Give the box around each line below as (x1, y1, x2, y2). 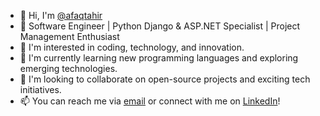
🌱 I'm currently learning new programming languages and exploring (19, 52, 299, 64)
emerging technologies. (19, 63, 118, 74)
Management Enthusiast (19, 31, 120, 42)
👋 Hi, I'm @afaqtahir (19, 10, 103, 21)
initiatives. (19, 84, 62, 95)
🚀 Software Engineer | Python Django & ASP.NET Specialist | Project (19, 20, 301, 32)
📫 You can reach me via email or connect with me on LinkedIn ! (19, 95, 281, 107)
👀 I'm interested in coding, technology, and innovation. (19, 41, 245, 53)
